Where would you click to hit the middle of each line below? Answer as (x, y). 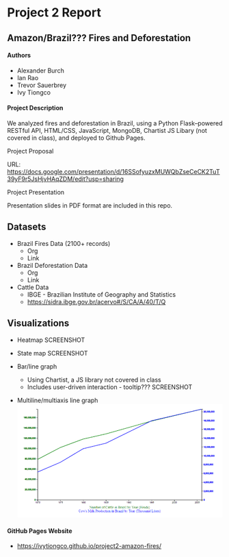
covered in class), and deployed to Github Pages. (76, 138)
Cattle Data (33, 287)
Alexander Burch (41, 71)
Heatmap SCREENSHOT (51, 340)
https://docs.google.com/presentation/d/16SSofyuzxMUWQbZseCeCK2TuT (113, 171)
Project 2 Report (54, 13)
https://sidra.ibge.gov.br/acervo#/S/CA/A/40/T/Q (96, 301)
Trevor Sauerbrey (42, 85)
